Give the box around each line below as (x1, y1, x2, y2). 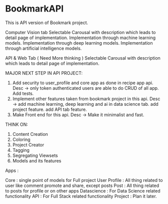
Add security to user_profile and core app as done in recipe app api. (12, 80, 153, 86)
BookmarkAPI (5, 3, 64, 15)
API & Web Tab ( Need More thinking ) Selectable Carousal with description (5, 55, 160, 61)
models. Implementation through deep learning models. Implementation (5, 40, 153, 46)
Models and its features (12, 157, 62, 163)
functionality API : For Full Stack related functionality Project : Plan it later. (5, 193, 157, 199)
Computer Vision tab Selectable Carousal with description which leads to (5, 29, 156, 35)
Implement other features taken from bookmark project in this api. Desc (12, 96, 160, 102)
